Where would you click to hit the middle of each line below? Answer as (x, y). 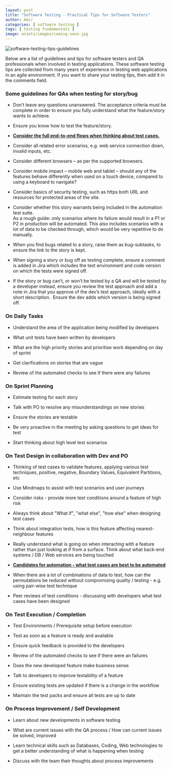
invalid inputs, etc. (32, 151)
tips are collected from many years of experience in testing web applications (86, 69)
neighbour (24, 534)
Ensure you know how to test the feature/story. (62, 126)
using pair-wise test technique (45, 586)
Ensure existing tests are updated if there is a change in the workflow (86, 685)
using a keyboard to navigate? (45, 182)
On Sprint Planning (29, 386)
